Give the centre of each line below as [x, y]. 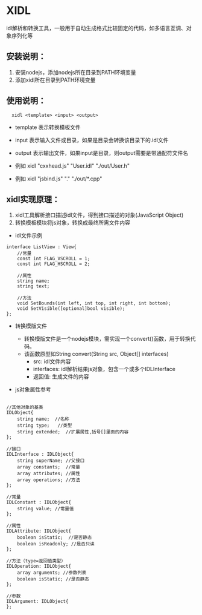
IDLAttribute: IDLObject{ [39, 531]
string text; [33, 286]
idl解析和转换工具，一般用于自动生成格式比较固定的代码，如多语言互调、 [96, 28]
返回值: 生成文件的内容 [61, 377]
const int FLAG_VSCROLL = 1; [54, 259]
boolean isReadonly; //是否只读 [56, 544]
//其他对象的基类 [25, 407]
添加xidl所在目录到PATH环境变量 [55, 80]
